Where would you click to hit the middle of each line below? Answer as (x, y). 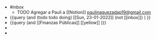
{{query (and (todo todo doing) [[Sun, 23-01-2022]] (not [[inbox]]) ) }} (80, 17)
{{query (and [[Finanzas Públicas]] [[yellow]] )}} (58, 22)
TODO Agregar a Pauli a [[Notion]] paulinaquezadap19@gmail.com (84, 12)
